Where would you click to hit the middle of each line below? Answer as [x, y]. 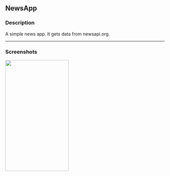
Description [20, 23]
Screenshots [21, 52]
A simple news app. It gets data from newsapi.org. [58, 34]
